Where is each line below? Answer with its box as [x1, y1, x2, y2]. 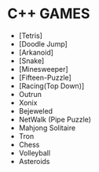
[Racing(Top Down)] [18, 80, 85, 91]
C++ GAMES [7, 5, 90, 23]
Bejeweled [18, 106, 53, 115]
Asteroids [18, 156, 50, 166]
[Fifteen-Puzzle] [18, 73, 71, 82]
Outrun [18, 89, 42, 99]
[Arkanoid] [18, 47, 54, 57]
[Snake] [18, 56, 45, 65]
